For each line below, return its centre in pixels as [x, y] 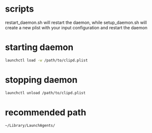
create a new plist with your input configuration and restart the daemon [76, 27]
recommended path [46, 112]
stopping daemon [41, 80]
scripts [19, 9]
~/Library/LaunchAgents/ [30, 125]
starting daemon [39, 47]
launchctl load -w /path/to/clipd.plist [47, 60]
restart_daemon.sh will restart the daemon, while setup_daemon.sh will [76, 22]
